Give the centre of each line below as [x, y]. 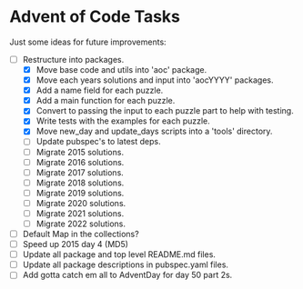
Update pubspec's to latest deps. [98, 142]
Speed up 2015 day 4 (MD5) [76, 244]
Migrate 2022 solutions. [81, 224]
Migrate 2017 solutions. [80, 172]
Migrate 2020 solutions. [81, 203]
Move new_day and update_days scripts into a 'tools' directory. [154, 131]
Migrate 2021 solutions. [80, 213]
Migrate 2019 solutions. [80, 193]
